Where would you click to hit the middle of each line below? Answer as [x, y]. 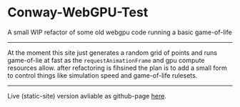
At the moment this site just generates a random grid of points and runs [112, 52]
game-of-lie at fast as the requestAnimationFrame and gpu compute [106, 60]
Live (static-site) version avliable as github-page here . [87, 96]
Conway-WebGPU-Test [78, 12]
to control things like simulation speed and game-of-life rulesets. [102, 75]
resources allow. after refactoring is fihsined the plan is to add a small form [117, 68]
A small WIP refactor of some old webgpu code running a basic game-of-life [120, 32]
